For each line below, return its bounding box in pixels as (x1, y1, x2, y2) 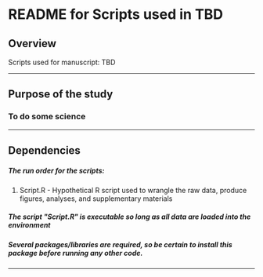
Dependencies (8, 144, 81, 158)
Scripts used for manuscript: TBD (8, 57, 116, 67)
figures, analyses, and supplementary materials (19, 194, 173, 203)
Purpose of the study (8, 88, 113, 101)
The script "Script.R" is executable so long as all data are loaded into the (8, 212, 251, 221)
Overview (8, 37, 57, 50)
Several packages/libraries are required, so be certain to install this (8, 240, 232, 250)
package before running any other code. (8, 249, 143, 258)
